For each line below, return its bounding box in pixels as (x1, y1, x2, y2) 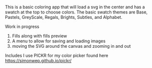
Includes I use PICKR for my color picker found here (5, 53, 108, 58)
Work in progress (5, 24, 40, 29)
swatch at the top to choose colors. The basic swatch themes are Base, (5, 9, 148, 15)
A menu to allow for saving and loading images (12, 38, 106, 44)
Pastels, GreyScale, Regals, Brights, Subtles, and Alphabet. (5, 14, 122, 20)
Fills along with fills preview (12, 33, 67, 39)
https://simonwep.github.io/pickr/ (5, 58, 72, 63)
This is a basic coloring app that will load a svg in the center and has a (5, 4, 145, 10)
